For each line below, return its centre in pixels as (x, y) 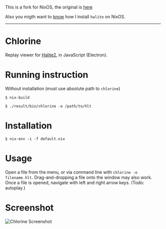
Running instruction (47, 75)
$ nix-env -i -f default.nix (35, 139)
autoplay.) (15, 188)
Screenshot (29, 208)
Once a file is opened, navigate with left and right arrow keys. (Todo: (75, 183)
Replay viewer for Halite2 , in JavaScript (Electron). (56, 55)
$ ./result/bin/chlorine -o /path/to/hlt (48, 106)
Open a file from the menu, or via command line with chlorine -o (71, 172)
